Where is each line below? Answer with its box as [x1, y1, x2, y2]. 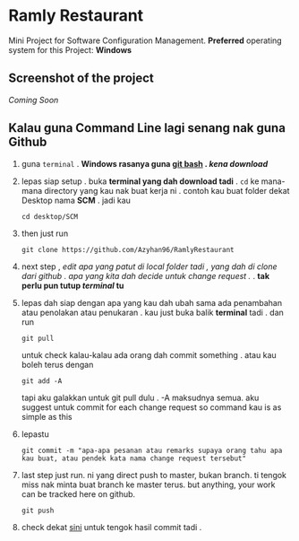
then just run [21, 228, 69, 239]
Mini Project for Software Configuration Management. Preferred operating [8, 35, 283, 46]
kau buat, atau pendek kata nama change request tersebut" [21, 454, 247, 463]
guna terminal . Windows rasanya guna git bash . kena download [21, 158, 269, 169]
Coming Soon [8, 94, 59, 105]
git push [21, 506, 55, 515]
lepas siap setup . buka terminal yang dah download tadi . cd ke [21, 176, 260, 187]
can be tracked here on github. [21, 488, 136, 499]
